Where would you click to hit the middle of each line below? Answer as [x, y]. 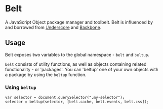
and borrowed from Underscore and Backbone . [53, 27]
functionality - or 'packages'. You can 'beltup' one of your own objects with [82, 69]
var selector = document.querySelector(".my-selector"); [65, 98]
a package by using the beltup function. [46, 75]
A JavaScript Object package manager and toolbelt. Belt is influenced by [79, 22]
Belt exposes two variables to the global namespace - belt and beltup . [77, 54]
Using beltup [21, 87]
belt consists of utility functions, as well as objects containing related [76, 64]
